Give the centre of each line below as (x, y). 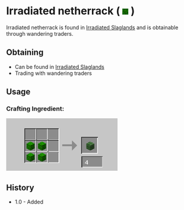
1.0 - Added (29, 202)
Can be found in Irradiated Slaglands (60, 67)
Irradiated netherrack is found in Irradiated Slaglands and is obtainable (92, 27)
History (20, 188)
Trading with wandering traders (53, 73)
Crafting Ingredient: (35, 109)
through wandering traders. (40, 33)
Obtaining (25, 53)
